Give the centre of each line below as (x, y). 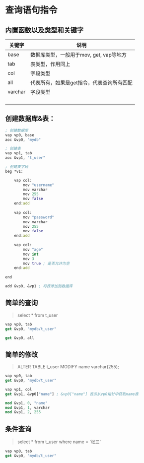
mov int (31, 254)
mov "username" (39, 185)
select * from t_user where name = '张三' (59, 442)
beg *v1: (14, 171)
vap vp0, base (20, 135)
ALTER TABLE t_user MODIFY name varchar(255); (68, 367)
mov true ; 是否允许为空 (46, 264)
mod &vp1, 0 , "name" (27, 403)
